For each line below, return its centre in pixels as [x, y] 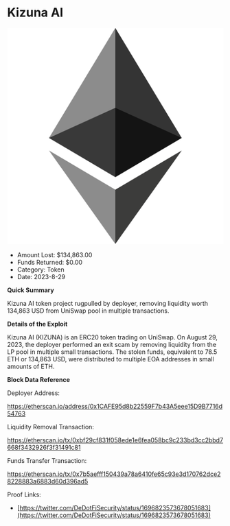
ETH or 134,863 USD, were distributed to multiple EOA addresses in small [111, 359]
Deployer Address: [34, 393]
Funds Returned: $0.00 [50, 262]
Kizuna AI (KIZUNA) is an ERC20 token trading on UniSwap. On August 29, [113, 337]
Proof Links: [24, 494]
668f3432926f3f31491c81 [44, 447]
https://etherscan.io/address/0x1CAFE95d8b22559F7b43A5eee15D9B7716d [115, 406]
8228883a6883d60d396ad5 [48, 481]
